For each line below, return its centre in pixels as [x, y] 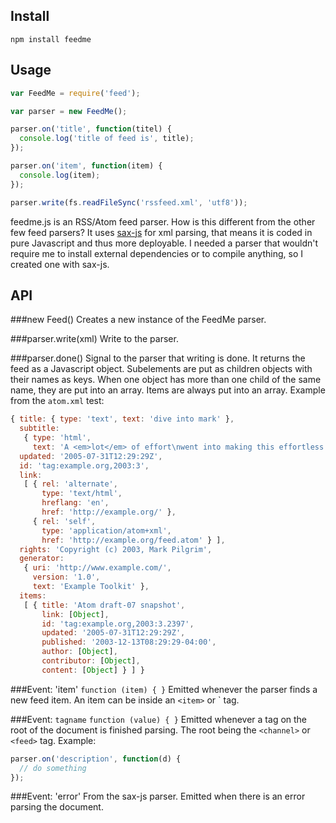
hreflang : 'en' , [75, 503]
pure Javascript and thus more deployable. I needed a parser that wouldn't [164, 243]
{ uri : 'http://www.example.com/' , [97, 568]
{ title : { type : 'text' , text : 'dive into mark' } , [122, 419]
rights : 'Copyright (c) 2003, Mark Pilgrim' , [116, 549]
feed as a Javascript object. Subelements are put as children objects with [161, 369]
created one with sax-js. [60, 264]
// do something [53, 768]
